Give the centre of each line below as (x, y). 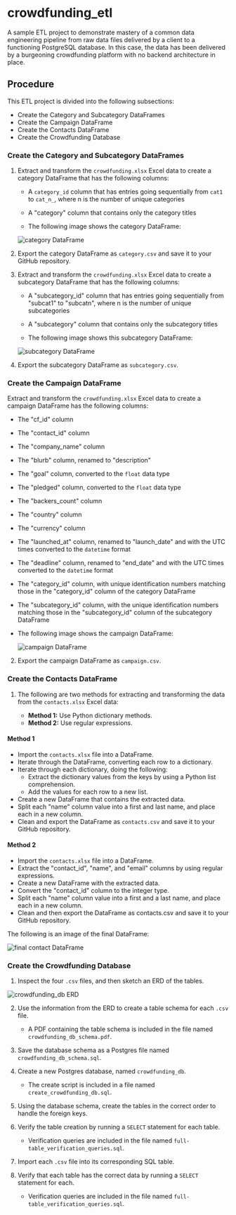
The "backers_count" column (60, 501)
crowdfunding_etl (60, 13)
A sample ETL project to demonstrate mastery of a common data (101, 32)
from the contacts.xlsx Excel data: (68, 702)
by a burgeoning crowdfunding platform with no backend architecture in (111, 55)
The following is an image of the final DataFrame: (78, 934)
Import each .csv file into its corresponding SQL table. (96, 1162)
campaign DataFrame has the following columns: (78, 406)
